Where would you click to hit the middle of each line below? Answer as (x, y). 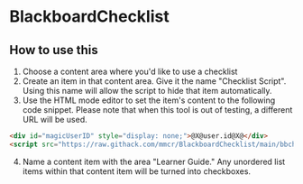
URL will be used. (55, 120)
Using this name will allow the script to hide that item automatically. (147, 91)
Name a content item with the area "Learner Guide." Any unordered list (154, 161)
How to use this (54, 50)
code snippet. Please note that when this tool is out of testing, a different (157, 110)
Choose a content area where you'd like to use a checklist (130, 71)
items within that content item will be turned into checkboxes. (136, 171)
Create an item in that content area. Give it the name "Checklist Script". (154, 81)
